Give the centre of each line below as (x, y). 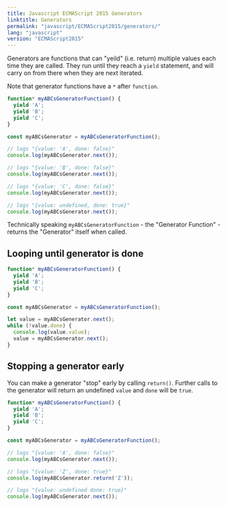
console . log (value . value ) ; (52, 332)
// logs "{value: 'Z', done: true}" (59, 471)
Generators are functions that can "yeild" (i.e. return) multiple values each (111, 58)
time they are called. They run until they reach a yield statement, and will (110, 66)
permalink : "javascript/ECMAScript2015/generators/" (84, 26)
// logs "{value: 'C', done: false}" (61, 186)
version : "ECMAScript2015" (46, 39)
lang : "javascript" (35, 33)
